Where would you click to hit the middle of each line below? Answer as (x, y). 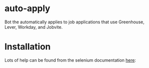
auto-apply (27, 8)
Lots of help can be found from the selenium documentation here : (70, 60)
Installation (28, 47)
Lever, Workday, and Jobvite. (33, 27)
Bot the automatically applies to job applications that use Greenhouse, (74, 22)
